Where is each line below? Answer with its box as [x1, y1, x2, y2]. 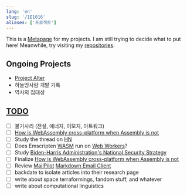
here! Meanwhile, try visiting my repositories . [6, 42, 115, 49]
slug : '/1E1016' [6, 14, 46, 20]
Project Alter [14, 75, 45, 82]
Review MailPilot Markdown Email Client [14, 162, 111, 169]
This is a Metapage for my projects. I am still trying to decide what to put [6, 36, 181, 43]
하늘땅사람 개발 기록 [14, 82, 60, 89]
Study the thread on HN [14, 136, 72, 143]
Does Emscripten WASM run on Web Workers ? [14, 142, 128, 150]
